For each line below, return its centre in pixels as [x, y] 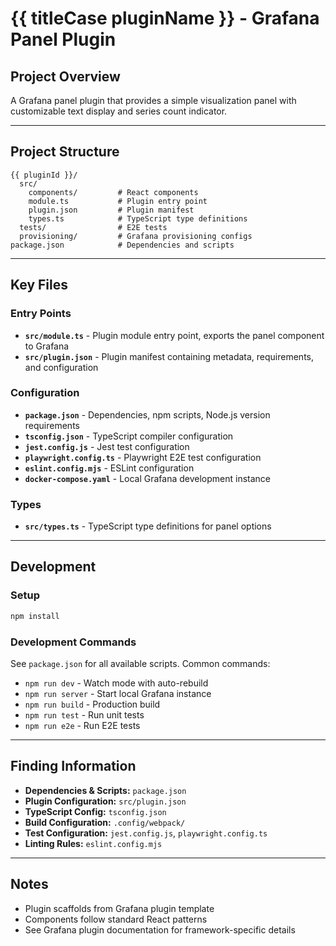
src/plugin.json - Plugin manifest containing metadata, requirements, [169, 356]
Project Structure [65, 152]
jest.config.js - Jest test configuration [107, 446]
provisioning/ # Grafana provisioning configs [136, 236]
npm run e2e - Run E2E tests [82, 725]
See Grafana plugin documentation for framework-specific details [160, 929]
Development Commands [73, 642]
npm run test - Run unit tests [84, 714]
